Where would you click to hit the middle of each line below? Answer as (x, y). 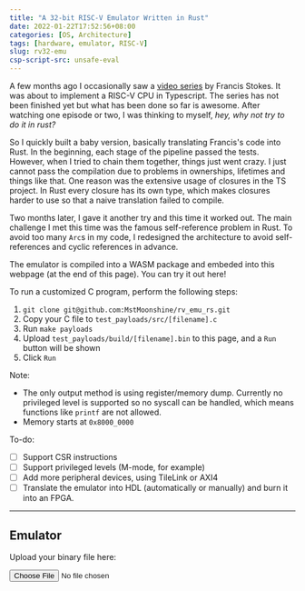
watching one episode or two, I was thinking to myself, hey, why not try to (147, 115)
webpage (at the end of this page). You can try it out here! (118, 274)
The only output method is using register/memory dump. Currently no (152, 393)
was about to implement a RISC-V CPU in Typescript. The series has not (144, 95)
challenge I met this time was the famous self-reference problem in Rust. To (151, 227)
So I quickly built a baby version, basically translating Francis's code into (145, 142)
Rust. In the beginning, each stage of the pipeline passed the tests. (134, 152)
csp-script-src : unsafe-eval (64, 60)
